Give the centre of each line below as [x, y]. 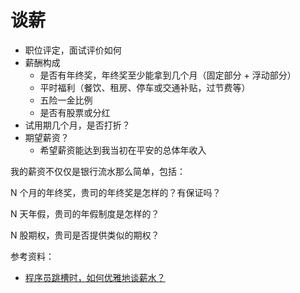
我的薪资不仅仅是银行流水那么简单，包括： [98, 171]
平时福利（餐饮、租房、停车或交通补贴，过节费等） [145, 87]
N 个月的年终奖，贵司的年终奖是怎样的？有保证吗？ [116, 192]
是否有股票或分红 [75, 112]
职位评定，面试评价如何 [73, 50]
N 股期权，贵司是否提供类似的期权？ [85, 235]
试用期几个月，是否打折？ [77, 125]
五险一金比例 [66, 100]
